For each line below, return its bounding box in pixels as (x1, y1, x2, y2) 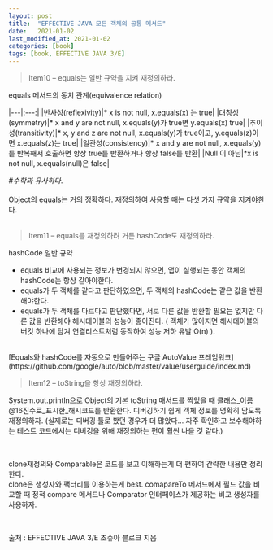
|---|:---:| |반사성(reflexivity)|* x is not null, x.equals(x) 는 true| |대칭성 (8, 107, 240, 117)
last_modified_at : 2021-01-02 (8, 34, 111, 43)
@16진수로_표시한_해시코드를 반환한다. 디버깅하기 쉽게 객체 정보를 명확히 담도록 (8, 406, 262, 415)
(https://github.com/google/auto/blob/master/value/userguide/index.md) (8, 361, 252, 371)
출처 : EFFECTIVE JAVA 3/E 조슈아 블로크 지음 (8, 533, 157, 542)
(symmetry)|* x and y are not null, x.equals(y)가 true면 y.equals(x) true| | (8, 118, 250, 127)
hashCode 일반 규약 (8, 248, 73, 257)
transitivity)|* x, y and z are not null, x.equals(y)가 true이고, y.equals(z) (17, 128, 253, 137)
